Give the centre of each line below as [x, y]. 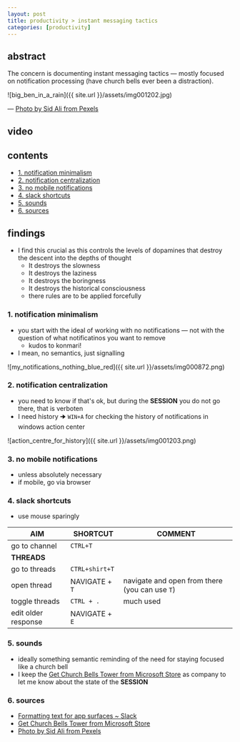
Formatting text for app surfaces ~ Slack [77, 716]
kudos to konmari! [55, 345]
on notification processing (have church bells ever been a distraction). [111, 81]
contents [28, 155]
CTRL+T [81, 546]
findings [26, 233]
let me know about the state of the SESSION [83, 682]
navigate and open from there [173, 581]
